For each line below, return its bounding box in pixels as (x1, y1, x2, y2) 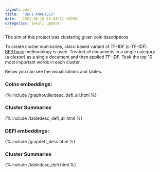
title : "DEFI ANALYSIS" (5, 12, 55, 17)
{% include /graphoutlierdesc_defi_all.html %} (5, 92, 97, 98)
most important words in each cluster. (5, 59, 81, 65)
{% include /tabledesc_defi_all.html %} (5, 115, 83, 121)
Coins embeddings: (5, 81, 53, 88)
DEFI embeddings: (5, 128, 50, 134)
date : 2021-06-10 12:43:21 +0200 (5, 16, 77, 21)
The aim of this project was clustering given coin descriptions (5, 34, 129, 40)
